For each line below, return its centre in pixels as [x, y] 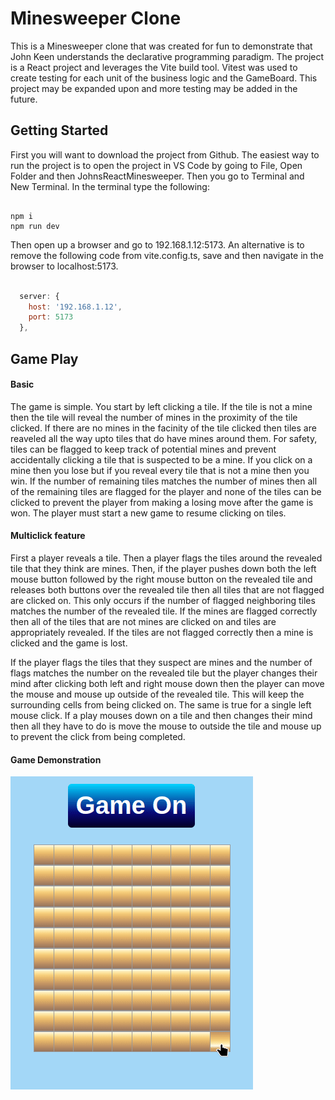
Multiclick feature [48, 536]
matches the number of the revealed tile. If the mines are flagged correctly [164, 611]
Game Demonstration [56, 759]
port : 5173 [51, 317]
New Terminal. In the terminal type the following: [110, 186]
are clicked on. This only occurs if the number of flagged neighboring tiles [163, 600]
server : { [39, 296]
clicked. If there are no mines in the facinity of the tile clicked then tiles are [163, 428]
